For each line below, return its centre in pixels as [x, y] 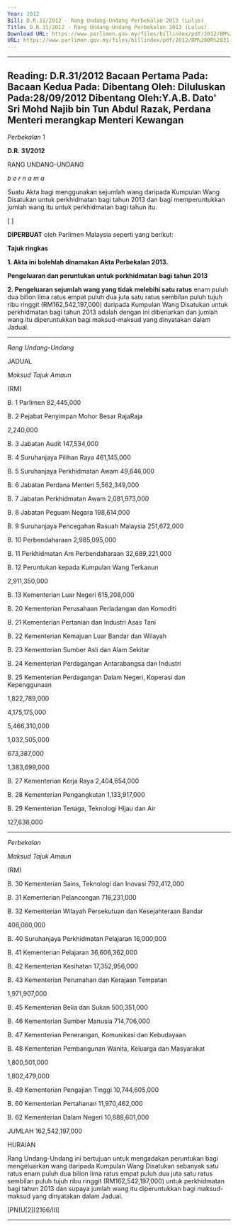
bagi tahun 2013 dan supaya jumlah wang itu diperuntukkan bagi [102, 1188]
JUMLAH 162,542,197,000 [45, 1131]
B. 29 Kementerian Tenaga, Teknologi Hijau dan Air [81, 808]
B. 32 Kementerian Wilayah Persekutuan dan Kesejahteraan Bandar [105, 911]
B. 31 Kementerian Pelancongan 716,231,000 [72, 897]
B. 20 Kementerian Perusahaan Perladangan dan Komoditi [92, 608]
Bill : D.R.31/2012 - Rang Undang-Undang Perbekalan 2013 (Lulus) [106, 21]
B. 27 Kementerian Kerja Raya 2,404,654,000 [73, 781]
